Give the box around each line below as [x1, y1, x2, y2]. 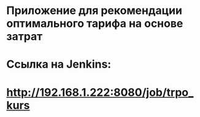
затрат [6, 30, 43, 43]
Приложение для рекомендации [6, 4, 183, 18]
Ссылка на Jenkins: [6, 57, 112, 71]
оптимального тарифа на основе [6, 16, 183, 30]
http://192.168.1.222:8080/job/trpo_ [6, 85, 194, 99]
